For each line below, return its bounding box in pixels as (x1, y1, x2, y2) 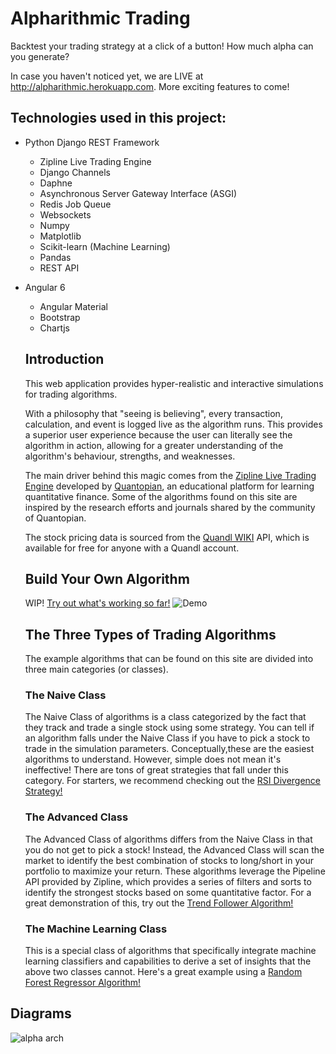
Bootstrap (39, 311, 81, 323)
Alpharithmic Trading (10, 7, 191, 30)
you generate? (10, 50, 70, 62)
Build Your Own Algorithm (24, 570, 190, 587)
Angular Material (39, 300, 109, 312)
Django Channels (39, 166, 111, 178)
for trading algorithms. (24, 388, 118, 400)
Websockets (39, 208, 92, 221)
